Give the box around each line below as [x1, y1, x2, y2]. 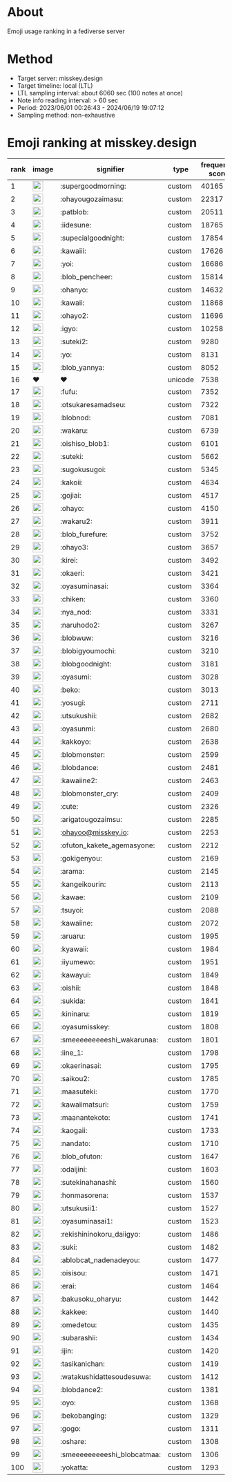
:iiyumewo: [59, 957, 95, 966]
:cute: [59, 801, 79, 811]
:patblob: [59, 207, 89, 216]
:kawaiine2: [59, 776, 98, 785]
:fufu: [59, 386, 78, 396]
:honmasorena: [59, 1190, 109, 1200]
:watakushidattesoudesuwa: [59, 1371, 151, 1381]
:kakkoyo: [59, 737, 91, 747]
